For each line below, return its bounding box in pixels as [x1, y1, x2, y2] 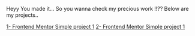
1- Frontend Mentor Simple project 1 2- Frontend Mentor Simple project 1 [6, 23, 185, 30]
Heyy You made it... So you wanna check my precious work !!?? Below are [6, 5, 189, 12]
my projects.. [6, 11, 39, 19]
